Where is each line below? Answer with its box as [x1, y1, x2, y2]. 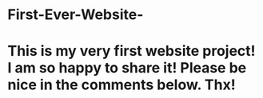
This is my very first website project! [7, 42, 257, 61]
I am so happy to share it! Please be [7, 59, 247, 77]
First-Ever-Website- [7, 6, 144, 24]
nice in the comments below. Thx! [7, 76, 237, 94]
